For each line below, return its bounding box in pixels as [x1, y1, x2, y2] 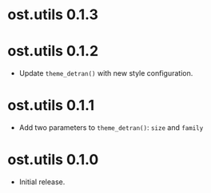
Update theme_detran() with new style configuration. [18, 69, 193, 78]
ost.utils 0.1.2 [7, 42, 99, 61]
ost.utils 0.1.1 [7, 96, 95, 115]
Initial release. [18, 177, 66, 187]
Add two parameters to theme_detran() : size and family [18, 123, 204, 132]
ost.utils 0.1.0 [7, 151, 99, 169]
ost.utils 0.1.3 [7, 6, 99, 24]
